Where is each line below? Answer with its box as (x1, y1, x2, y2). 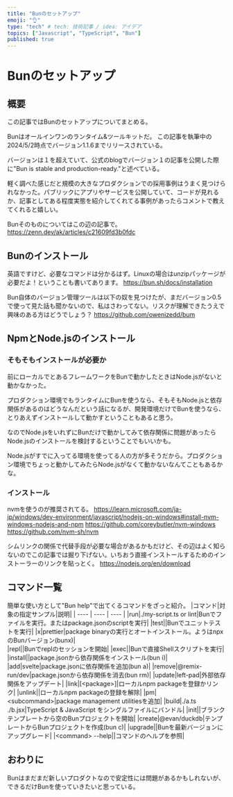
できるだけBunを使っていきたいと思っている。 (7, 782, 140, 791)
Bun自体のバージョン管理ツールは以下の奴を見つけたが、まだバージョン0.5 (7, 293, 222, 301)
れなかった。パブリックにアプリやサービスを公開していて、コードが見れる (7, 188, 220, 197)
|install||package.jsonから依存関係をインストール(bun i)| (7, 653, 168, 662)
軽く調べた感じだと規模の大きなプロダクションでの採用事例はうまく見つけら (7, 179, 226, 188)
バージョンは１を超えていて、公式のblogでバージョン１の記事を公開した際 (7, 156, 220, 164)
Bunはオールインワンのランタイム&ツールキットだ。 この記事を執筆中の (7, 133, 212, 141)
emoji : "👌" (7, 17, 41, 24)
